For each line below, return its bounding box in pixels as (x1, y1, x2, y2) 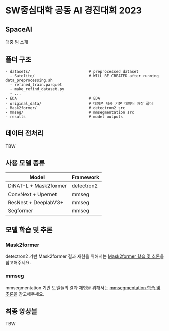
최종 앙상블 (5, 307, 38, 316)
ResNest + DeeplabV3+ (8, 199, 64, 206)
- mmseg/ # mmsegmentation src (5, 110, 135, 115)
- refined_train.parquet (10, 82, 62, 87)
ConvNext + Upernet (8, 191, 57, 198)
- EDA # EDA (5, 96, 100, 101)
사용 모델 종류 (5, 159, 45, 167)
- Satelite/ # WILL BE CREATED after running (10, 73, 159, 78)
